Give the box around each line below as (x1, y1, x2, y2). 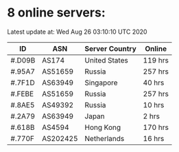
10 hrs (143, 100, 165, 109)
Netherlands (84, 133, 125, 143)
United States (84, 55, 128, 65)
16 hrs (143, 133, 165, 143)
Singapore (84, 78, 118, 87)
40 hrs (143, 78, 165, 87)
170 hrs (143, 122, 169, 132)
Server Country (84, 43, 137, 53)
